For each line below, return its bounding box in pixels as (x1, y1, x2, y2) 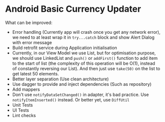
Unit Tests (12, 102, 33, 108)
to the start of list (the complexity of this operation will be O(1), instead (12, 60, 155, 66)
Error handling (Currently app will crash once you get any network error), (12, 29, 161, 35)
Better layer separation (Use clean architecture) (12, 76, 109, 82)
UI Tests (12, 107, 30, 113)
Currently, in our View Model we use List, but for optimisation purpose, (12, 50, 156, 56)
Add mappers (12, 86, 40, 92)
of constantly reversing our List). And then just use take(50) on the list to (12, 65, 161, 72)
